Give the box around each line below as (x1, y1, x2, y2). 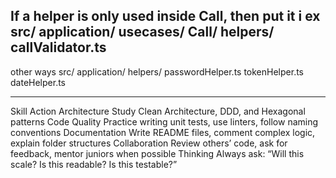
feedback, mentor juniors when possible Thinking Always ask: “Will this (10, 147, 305, 159)
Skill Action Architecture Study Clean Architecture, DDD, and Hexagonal (10, 105, 306, 117)
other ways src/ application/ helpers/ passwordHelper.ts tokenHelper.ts (10, 65, 304, 78)
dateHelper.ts (10, 76, 66, 88)
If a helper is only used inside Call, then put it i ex (10, 8, 321, 25)
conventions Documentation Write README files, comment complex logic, (10, 126, 316, 138)
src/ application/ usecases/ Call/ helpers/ (10, 24, 275, 41)
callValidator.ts (10, 39, 107, 56)
